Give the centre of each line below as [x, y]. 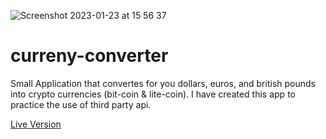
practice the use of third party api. [81, 104]
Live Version [36, 124]
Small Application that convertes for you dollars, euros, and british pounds [163, 83]
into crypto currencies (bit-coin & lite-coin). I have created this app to [153, 94]
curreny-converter [89, 56]
